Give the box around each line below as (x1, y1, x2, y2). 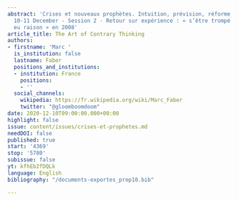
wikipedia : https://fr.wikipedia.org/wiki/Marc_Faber (20, 97, 183, 104)
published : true (7, 136, 55, 143)
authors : (7, 37, 33, 44)
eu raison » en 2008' (14, 24, 78, 31)
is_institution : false (14, 51, 81, 58)
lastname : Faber (14, 57, 62, 64)
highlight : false (7, 116, 59, 123)
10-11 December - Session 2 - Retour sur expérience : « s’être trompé (14, 17, 231, 24)
